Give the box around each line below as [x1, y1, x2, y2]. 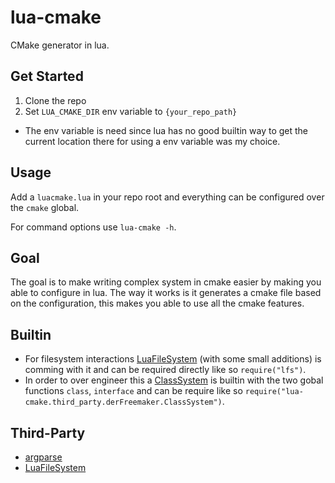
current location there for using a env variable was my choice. [24, 135, 281, 147]
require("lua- [244, 387, 304, 397]
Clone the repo [24, 94, 87, 106]
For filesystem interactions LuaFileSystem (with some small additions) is [24, 353, 322, 365]
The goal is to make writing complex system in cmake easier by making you [10, 276, 322, 288]
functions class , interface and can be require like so [24, 385, 243, 397]
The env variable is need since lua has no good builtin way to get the [24, 124, 309, 136]
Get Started [10, 68, 84, 85]
